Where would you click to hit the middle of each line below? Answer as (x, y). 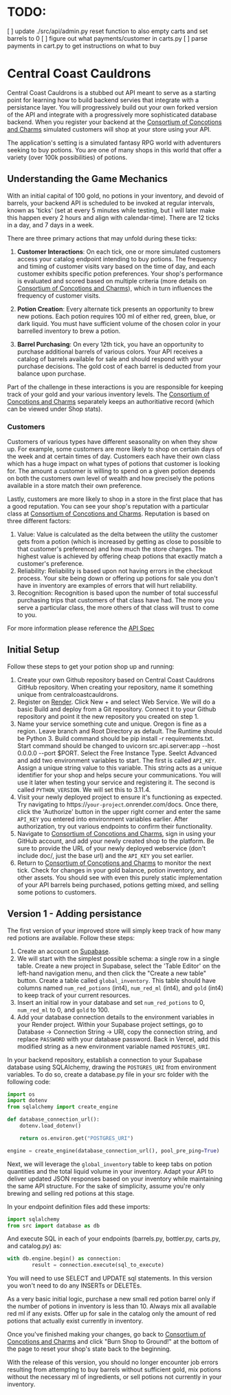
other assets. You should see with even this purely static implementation (119, 877)
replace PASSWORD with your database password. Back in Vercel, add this (119, 1039)
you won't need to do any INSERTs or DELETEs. (75, 1285)
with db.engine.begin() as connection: (64, 1259)
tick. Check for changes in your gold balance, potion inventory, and (112, 870)
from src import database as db (53, 1225)
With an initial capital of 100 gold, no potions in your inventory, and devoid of (115, 195)
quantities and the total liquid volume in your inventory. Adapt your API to (111, 1171)
